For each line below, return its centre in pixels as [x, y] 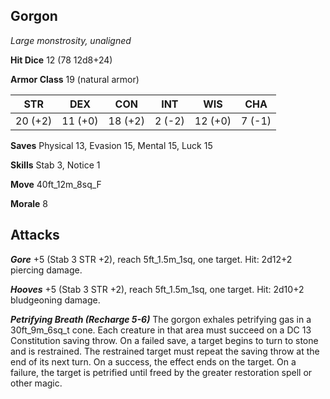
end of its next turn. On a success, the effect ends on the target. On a [153, 361]
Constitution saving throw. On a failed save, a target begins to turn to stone [164, 340]
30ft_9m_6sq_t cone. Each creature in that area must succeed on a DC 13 [161, 330]
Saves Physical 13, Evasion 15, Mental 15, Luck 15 [111, 145]
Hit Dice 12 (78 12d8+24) [61, 60]
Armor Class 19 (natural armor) [75, 79]
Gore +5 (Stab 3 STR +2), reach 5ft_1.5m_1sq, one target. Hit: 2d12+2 [151, 259]
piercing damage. [46, 270]
